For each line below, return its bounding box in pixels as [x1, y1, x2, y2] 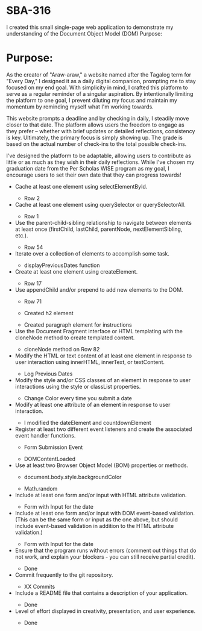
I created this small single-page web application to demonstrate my [6, 24, 174, 31]
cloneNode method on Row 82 [24, 345, 100, 353]
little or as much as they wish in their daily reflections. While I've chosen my [6, 158, 195, 166]
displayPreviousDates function [24, 262, 100, 269]
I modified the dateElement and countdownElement [24, 419, 152, 426]
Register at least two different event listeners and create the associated [14, 425, 192, 433]
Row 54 [24, 243, 43, 251]
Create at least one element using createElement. [14, 268, 138, 275]
